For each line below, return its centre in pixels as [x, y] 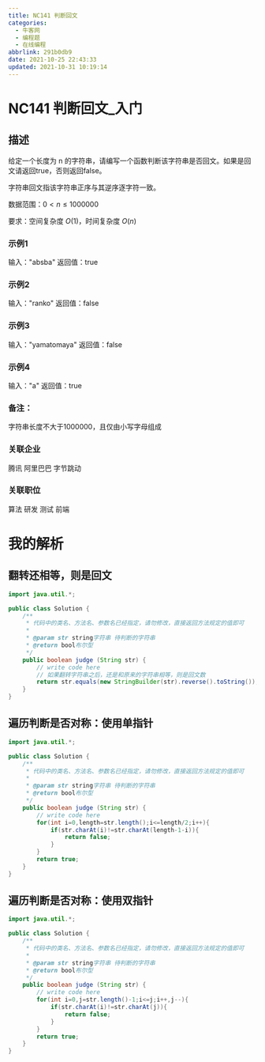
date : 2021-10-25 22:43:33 [52, 60]
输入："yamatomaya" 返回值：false [65, 344]
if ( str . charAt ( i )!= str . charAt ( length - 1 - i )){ [125, 830]
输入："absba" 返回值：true [53, 263]
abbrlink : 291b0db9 [40, 52]
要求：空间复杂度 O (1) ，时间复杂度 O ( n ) [72, 221]
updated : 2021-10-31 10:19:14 [58, 67]
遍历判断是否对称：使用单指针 [81, 723]
